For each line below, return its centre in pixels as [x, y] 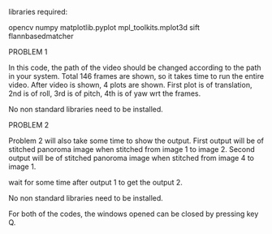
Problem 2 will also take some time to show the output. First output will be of [136, 141]
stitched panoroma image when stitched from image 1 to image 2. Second [132, 149]
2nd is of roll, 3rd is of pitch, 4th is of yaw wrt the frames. [105, 93]
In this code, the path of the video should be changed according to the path [135, 67]
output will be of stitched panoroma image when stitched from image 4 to [131, 158]
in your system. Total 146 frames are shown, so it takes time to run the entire [136, 76]
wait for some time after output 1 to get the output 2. [95, 182]
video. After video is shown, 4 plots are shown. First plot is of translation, [130, 85]
